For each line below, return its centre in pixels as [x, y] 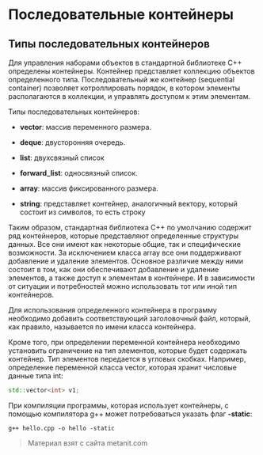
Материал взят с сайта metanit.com [88, 443]
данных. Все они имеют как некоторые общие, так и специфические [125, 244]
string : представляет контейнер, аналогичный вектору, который [128, 204]
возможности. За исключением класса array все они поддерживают [125, 252]
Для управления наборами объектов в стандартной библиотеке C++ [125, 63]
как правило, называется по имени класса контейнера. [102, 327]
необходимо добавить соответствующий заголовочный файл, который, [130, 318]
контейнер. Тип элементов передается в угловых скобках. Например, [127, 359]
